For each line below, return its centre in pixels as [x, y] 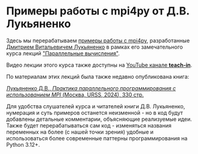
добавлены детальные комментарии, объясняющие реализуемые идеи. [99, 119]
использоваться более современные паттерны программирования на [97, 138]
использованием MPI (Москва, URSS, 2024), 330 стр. [75, 94]
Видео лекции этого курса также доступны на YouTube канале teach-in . [99, 65]
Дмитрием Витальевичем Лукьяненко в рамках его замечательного [95, 47]
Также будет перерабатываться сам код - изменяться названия [89, 125]
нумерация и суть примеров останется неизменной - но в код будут [95, 112]
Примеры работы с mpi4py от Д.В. [98, 11]
